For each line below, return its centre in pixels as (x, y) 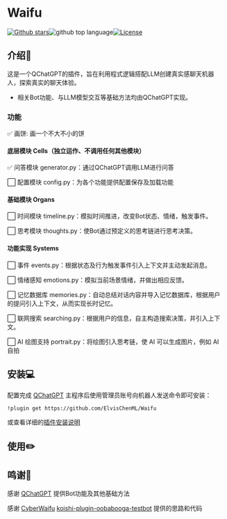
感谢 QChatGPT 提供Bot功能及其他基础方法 (69, 493)
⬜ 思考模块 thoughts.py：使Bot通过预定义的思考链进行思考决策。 (102, 231)
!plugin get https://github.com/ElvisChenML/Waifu (82, 408)
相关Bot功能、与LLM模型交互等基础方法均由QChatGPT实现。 (104, 97)
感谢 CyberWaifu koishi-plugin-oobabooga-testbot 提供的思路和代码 (105, 508)
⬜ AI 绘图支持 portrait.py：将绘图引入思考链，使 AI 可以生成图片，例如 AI (113, 342)
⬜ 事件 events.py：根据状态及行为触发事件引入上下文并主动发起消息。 (109, 265)
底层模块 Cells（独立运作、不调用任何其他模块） (76, 150)
